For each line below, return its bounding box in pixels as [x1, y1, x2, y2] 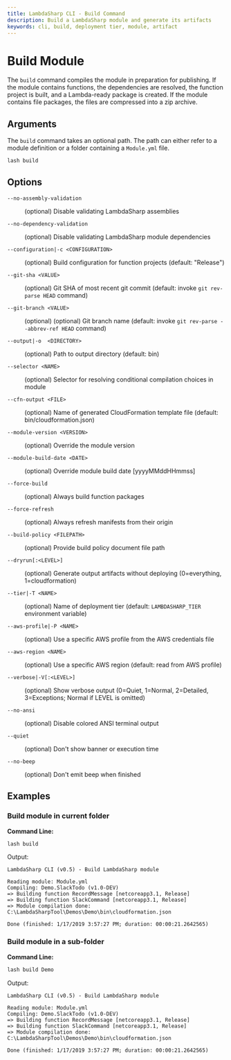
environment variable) [24, 609, 87, 617]
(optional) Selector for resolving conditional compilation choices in [24, 375, 214, 384]
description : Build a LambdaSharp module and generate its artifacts [7, 17, 212, 24]
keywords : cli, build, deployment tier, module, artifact [7, 23, 178, 30]
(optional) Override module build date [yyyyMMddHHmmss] [24, 466, 196, 475]
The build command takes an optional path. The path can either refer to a [7, 137, 218, 145]
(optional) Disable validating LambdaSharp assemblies [24, 207, 180, 215]
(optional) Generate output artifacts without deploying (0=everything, [24, 569, 222, 577]
